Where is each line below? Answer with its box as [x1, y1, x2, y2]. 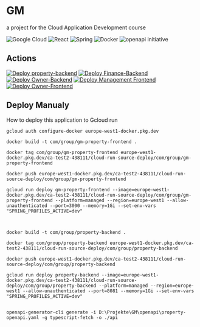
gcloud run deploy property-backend [6, 272, 99, 278]
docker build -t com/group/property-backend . [6, 229, 126, 235]
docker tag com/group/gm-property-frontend [6, 149, 119, 155]
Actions [6, 53, 36, 64]
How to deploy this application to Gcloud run [6, 116, 118, 124]
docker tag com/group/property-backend [6, 240, 108, 246]
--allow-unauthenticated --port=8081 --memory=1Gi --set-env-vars [22, 287, 195, 294]
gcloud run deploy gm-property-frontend [6, 186, 111, 192]
